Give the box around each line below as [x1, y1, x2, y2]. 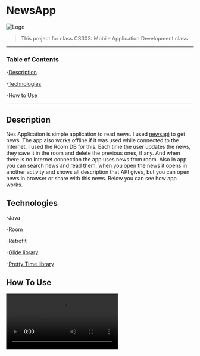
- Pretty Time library [6, 260, 55, 267]
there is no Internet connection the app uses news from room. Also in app [6, 156, 187, 163]
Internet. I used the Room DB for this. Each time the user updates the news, [6, 143, 191, 151]
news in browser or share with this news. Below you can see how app [6, 175, 177, 182]
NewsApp [6, 4, 57, 17]
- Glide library [6, 248, 39, 256]
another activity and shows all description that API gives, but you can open [6, 168, 190, 176]
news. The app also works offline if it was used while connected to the [6, 137, 179, 144]
